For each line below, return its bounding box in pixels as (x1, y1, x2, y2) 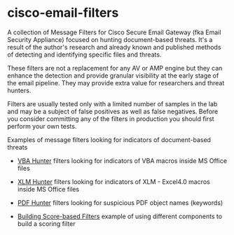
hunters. (7, 86, 32, 94)
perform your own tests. (7, 122, 77, 130)
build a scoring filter (17, 219, 76, 228)
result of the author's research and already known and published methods (7, 43, 221, 51)
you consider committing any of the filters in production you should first (7, 114, 215, 123)
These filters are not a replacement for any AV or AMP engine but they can (7, 64, 223, 72)
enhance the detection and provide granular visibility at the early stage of (7, 71, 219, 80)
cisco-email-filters (7, 5, 119, 21)
